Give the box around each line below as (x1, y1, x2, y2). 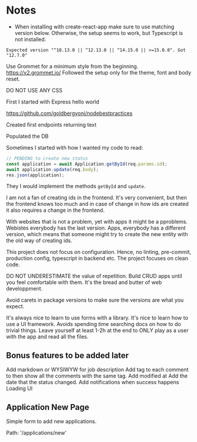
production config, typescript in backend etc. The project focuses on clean (6, 255, 189, 262)
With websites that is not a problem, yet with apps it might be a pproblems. (6, 218, 188, 225)
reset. (6, 75, 21, 82)
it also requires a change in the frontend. (6, 207, 105, 214)
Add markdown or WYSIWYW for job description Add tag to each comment (6, 366, 189, 373)
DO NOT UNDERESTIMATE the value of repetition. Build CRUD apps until (6, 273, 182, 280)
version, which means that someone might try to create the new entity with (6, 231, 188, 238)
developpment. (6, 285, 43, 292)
